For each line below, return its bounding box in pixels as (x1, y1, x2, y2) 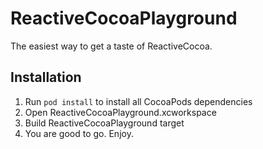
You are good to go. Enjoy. (24, 127, 134, 139)
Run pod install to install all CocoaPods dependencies (24, 95, 253, 107)
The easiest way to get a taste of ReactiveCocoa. (10, 40, 213, 52)
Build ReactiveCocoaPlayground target (24, 117, 185, 129)
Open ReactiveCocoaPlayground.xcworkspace (24, 106, 217, 118)
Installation (10, 69, 82, 86)
